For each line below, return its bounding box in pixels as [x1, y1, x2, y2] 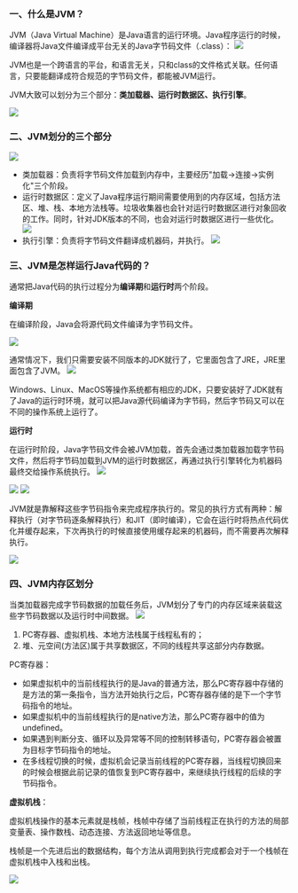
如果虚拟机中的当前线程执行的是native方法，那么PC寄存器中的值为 [21, 711, 265, 722]
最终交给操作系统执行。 [9, 466, 95, 476]
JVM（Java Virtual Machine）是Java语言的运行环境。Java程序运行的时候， [9, 29, 286, 41]
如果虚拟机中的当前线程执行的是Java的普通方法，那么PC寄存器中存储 [21, 678, 277, 689]
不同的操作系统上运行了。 [9, 406, 103, 417]
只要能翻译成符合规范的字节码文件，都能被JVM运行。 [24, 71, 221, 82]
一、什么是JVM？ [9, 7, 85, 20]
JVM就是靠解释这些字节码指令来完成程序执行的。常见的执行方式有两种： [9, 503, 275, 513]
